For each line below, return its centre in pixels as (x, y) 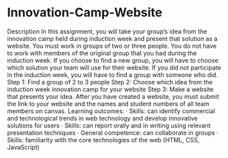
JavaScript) (23, 147)
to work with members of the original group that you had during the (102, 53)
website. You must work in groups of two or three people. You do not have (112, 46)
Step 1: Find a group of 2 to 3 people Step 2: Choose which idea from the (110, 82)
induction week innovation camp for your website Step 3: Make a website (111, 89)
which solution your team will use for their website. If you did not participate (114, 67)
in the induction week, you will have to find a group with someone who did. (113, 75)
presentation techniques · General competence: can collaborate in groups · (113, 132)
